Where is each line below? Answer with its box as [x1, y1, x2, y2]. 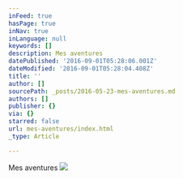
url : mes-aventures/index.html [8, 125, 114, 133]
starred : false [8, 117, 60, 126]
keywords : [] [8, 42, 53, 50]
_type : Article [8, 132, 60, 140]
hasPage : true [8, 19, 57, 28]
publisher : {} [8, 102, 57, 110]
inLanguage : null [8, 34, 67, 43]
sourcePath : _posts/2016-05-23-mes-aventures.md [8, 87, 176, 96]
